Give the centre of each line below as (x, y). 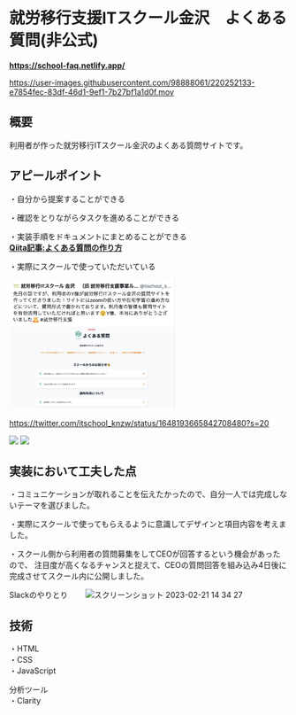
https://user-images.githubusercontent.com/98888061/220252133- (132, 82)
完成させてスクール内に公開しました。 (79, 576)
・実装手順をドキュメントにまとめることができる (98, 237)
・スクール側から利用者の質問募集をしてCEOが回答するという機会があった (145, 554)
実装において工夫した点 (73, 472)
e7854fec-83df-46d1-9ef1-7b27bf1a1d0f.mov (92, 92)
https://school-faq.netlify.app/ (67, 65)
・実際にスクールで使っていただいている (83, 266)
